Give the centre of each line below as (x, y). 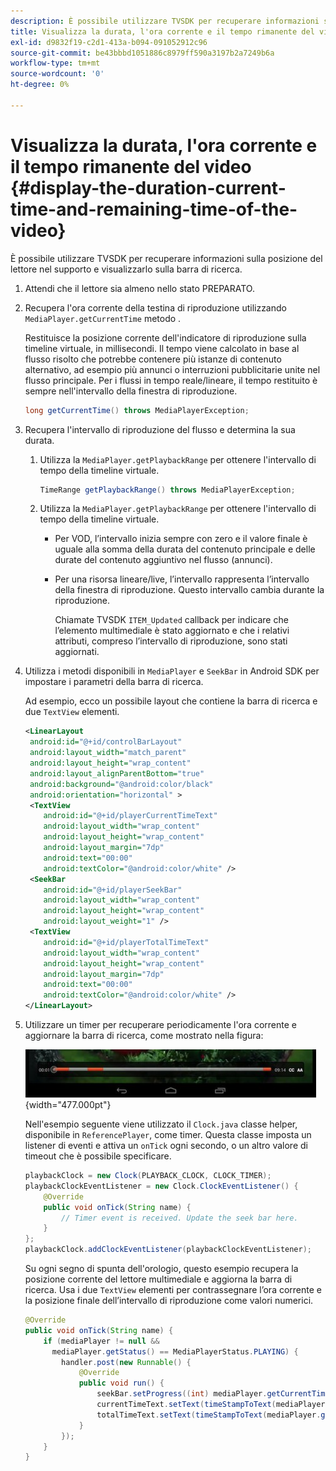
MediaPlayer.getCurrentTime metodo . (103, 318)
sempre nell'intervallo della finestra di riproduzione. (131, 391)
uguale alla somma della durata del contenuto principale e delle (185, 549)
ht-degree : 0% (40, 85)
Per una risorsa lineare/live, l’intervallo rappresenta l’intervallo (182, 579)
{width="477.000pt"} (68, 1105)
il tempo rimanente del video (131, 166)
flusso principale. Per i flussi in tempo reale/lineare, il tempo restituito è (171, 380)
